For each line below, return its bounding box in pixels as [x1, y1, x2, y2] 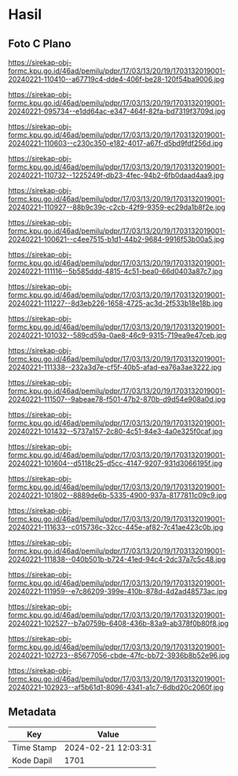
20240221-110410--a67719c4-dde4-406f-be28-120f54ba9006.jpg [8, 75, 225, 84]
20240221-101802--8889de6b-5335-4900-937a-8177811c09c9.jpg [8, 491, 227, 499]
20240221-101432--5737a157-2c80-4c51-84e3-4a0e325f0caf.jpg [8, 427, 223, 436]
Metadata [8, 705, 57, 718]
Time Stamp [12, 742, 57, 753]
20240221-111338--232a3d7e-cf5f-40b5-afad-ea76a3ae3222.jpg [8, 362, 222, 372]
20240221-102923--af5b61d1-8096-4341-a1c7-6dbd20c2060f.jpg [8, 683, 224, 692]
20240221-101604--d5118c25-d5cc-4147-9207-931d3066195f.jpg [8, 459, 223, 468]
